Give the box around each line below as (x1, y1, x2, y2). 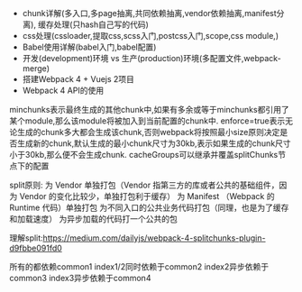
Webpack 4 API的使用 (22, 85, 105, 96)
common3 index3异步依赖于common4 (9, 273, 151, 283)
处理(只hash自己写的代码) (53, 19, 149, 30)
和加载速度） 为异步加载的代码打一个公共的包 (9, 214, 178, 224)
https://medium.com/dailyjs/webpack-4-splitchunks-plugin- (42, 233, 266, 243)
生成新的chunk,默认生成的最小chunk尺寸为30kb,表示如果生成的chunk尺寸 (16, 138, 291, 149)
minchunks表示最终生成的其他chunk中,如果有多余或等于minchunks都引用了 (9, 105, 290, 114)
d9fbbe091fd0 (9, 242, 63, 253)
